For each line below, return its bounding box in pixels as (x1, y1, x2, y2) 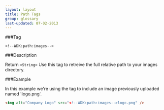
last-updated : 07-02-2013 (5, 21, 58, 26)
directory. (5, 67, 25, 73)
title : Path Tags (5, 12, 41, 17)
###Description (5, 52, 37, 58)
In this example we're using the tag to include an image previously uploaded (5, 86, 160, 92)
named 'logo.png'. (5, 91, 42, 97)
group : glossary (5, 16, 38, 21)
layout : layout (5, 7, 36, 12)
